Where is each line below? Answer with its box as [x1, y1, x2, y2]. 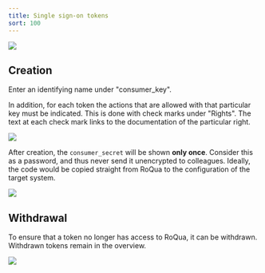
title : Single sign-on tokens [8, 11, 109, 20]
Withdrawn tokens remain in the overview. [8, 241, 146, 251]
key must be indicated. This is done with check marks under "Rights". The [8, 109, 251, 118]
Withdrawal [8, 211, 68, 224]
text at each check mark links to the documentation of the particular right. [8, 117, 251, 127]
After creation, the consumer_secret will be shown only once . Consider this [8, 148, 254, 157]
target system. [8, 173, 56, 183]
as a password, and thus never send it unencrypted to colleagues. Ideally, [8, 156, 251, 166]
